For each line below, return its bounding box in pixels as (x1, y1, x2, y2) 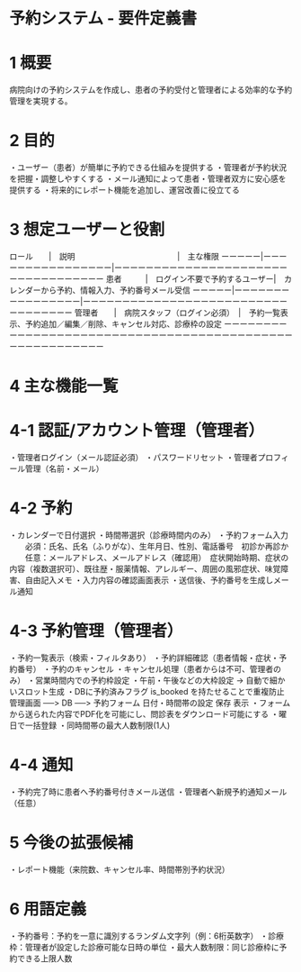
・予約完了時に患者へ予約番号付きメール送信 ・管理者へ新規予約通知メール (9, 786, 288, 797)
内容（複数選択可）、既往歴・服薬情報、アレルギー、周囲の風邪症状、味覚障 (9, 564, 289, 575)
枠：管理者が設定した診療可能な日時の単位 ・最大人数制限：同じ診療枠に (9, 941, 279, 952)
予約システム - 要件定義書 (9, 8, 198, 29)
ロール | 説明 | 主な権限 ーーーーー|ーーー (9, 251, 288, 261)
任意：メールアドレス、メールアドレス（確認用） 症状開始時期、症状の (24, 552, 289, 563)
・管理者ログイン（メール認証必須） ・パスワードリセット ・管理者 (9, 452, 258, 463)
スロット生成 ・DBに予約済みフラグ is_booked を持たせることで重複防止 (16, 686, 285, 696)
